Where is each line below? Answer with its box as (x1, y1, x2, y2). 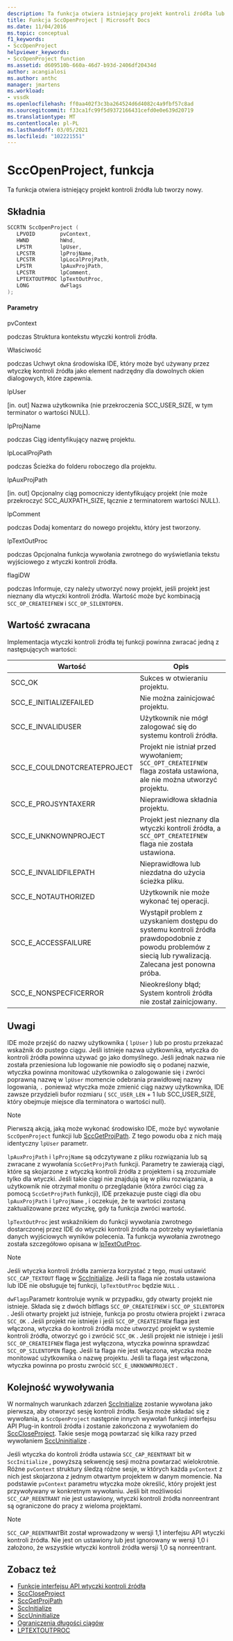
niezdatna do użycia (139, 867, 206, 877)
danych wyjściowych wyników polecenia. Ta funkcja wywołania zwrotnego (7, 1232, 221, 1241)
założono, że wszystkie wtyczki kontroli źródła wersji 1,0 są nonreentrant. (7, 1543, 217, 1551)
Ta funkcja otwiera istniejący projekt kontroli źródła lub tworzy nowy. (7, 185, 203, 194)
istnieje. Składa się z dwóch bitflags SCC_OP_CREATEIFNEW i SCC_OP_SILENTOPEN (7, 1302, 225, 1311)
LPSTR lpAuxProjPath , (16, 263, 104, 270)
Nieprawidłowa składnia (139, 794, 218, 804)
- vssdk (7, 94, 30, 101)
